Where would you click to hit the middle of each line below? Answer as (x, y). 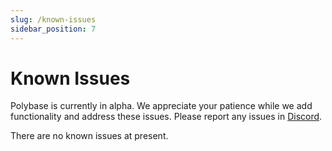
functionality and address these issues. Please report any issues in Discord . (166, 117)
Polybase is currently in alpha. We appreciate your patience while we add (161, 106)
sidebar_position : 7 (53, 29)
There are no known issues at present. (89, 136)
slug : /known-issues (53, 19)
